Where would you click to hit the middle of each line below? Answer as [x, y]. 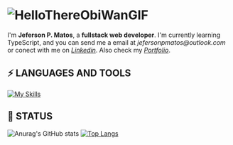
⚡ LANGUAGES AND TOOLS [69, 74]
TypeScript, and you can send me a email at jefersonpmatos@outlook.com [116, 42]
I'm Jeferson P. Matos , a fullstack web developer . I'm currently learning [114, 35]
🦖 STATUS [30, 116]
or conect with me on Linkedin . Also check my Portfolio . [89, 50]
